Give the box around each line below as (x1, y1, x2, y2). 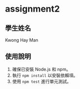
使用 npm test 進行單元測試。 (12, 78, 71, 84)
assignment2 (5, 3, 60, 15)
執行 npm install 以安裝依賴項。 (12, 72, 78, 78)
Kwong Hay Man (5, 37, 38, 43)
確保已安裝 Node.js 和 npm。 (12, 66, 71, 72)
